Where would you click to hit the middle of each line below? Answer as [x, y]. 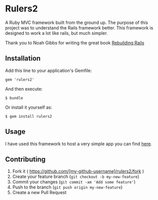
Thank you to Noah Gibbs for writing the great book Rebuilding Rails [75, 42]
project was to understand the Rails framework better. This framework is [79, 27]
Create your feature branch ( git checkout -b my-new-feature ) [76, 177]
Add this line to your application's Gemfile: [48, 70]
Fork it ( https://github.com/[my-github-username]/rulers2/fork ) [78, 171]
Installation [23, 59]
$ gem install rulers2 [29, 116]
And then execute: [24, 89]
